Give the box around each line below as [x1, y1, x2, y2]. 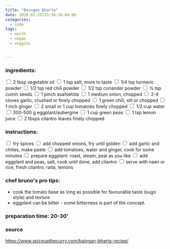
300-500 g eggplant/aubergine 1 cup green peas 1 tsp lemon [12, 110, 156, 116]
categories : [5, 17, 31, 22]
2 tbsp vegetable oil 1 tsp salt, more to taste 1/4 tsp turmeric [12, 79, 154, 85]
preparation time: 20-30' [5, 212, 69, 219]
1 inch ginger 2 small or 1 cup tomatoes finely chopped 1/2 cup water [5, 103, 165, 110]
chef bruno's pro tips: [5, 177, 60, 184]
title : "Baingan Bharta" [5, 7, 58, 13]
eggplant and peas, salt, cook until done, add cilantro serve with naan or [5, 159, 165, 165]
